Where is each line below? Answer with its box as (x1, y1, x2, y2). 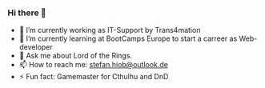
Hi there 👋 (7, 7, 47, 18)
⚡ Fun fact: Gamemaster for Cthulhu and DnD (18, 72, 169, 82)
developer (18, 42, 53, 52)
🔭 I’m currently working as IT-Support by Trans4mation (18, 26, 201, 35)
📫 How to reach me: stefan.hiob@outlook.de (18, 60, 169, 70)
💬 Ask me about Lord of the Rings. (18, 51, 133, 61)
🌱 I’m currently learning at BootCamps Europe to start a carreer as (18, 34, 238, 43)
